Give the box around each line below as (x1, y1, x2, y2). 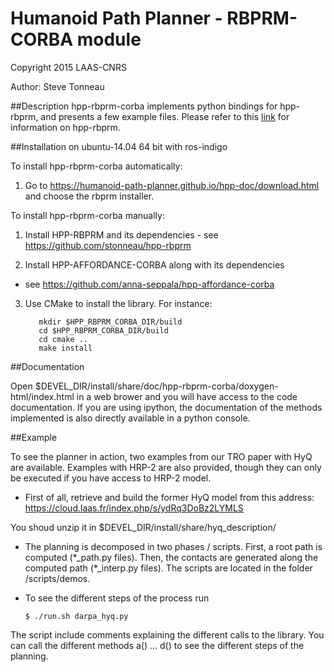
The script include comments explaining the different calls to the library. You (10, 628, 325, 641)
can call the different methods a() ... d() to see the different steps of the (10, 639, 305, 651)
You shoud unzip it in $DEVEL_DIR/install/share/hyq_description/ (10, 521, 277, 533)
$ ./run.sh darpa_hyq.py (24, 611, 129, 621)
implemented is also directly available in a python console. (10, 412, 251, 424)
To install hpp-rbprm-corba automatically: (10, 160, 183, 172)
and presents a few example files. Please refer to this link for (40, 110, 290, 122)
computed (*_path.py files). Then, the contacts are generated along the (24, 551, 319, 563)
